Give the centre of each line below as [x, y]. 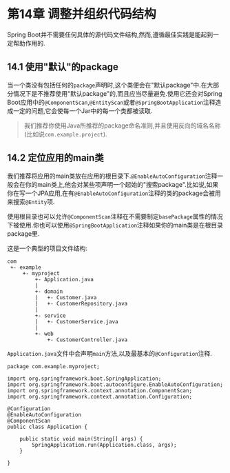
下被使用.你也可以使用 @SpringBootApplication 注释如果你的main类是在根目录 [115, 225]
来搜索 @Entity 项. [31, 201]
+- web [44, 334]
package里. [23, 233]
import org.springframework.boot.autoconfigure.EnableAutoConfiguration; [115, 384]
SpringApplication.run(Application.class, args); [104, 445]
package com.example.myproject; [53, 366]
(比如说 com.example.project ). [66, 134]
